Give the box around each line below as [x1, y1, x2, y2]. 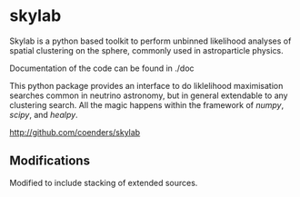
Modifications [9, 153, 91, 169]
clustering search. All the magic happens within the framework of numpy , [9, 99, 285, 110]
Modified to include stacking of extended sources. [9, 177, 198, 188]
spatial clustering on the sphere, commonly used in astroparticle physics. [9, 44, 284, 55]
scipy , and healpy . [9, 109, 79, 120]
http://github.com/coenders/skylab [9, 126, 141, 137]
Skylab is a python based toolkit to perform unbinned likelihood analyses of [9, 35, 292, 46]
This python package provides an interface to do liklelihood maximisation [9, 80, 284, 91]
